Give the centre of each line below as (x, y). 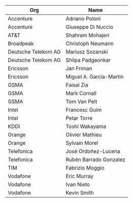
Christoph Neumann (90, 44)
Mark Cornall (81, 93)
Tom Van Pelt (81, 102)
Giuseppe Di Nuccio (89, 27)
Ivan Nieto (78, 184)
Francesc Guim (84, 110)
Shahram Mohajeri (88, 35)
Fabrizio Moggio (85, 168)
